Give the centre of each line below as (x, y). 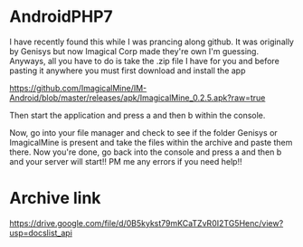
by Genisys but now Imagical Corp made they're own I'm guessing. (134, 51)
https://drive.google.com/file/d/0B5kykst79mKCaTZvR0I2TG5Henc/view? (147, 223)
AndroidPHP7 (61, 17)
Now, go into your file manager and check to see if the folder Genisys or (143, 132)
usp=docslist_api (41, 233)
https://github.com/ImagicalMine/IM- (78, 88)
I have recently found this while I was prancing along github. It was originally (151, 42)
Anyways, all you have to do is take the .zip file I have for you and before (145, 61)
